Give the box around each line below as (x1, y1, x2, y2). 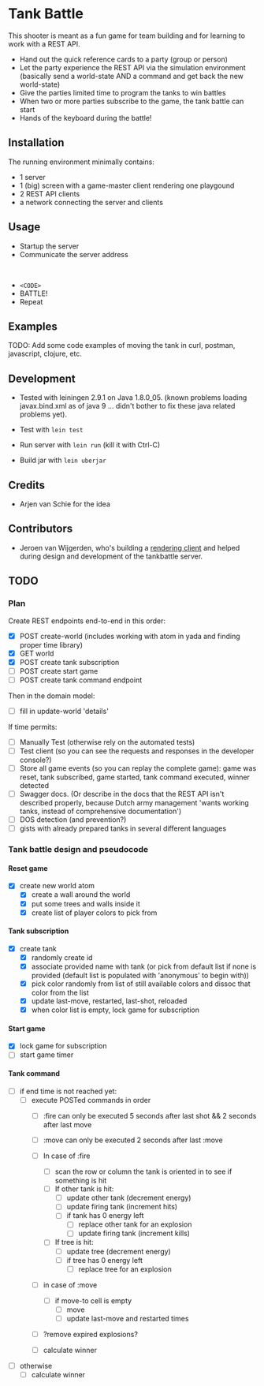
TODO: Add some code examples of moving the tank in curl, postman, (8, 341, 236, 350)
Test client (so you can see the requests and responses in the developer (19, 746, 255, 756)
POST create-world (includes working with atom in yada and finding (19, 631, 240, 641)
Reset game (8, 863, 49, 872)
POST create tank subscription (19, 657, 120, 667)
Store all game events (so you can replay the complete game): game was (19, 764, 257, 773)
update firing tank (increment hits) (66, 1202, 178, 1212)
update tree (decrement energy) (66, 1246, 171, 1256)
